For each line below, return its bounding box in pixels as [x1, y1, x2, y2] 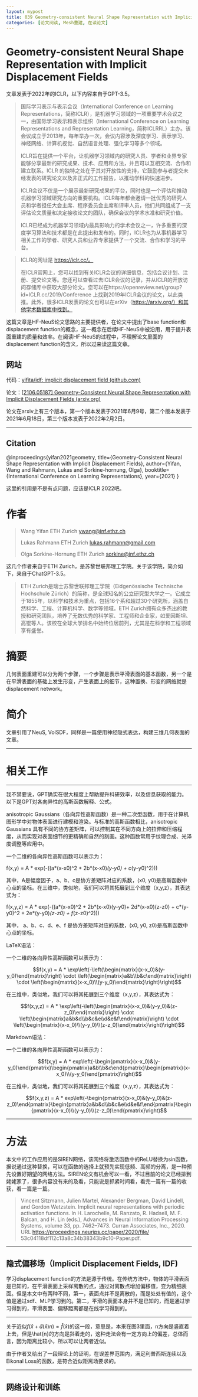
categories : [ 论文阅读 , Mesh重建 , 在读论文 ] [6, 19, 108, 25]
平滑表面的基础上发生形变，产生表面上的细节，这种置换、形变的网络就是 [11, 677, 187, 685]
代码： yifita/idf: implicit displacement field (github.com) [6, 376, 141, 384]
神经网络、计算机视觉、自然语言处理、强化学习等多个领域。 [20, 140, 166, 147]
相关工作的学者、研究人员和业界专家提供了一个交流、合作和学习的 [20, 237, 181, 244]
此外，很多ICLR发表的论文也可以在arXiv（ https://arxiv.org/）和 [31, 299, 184, 306]
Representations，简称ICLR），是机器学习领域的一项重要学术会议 [20, 110, 178, 117]
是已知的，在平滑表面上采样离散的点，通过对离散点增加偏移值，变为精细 [6, 1282, 181, 1290]
